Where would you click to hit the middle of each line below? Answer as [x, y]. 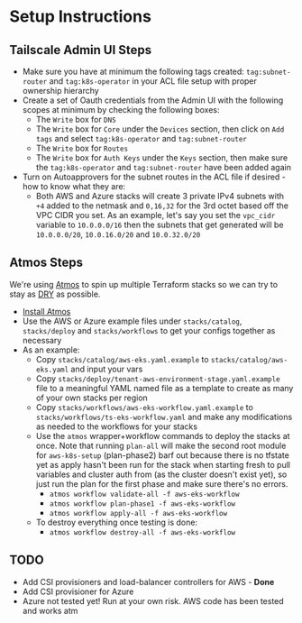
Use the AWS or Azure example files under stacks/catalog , [132, 321]
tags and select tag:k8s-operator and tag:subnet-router [142, 138]
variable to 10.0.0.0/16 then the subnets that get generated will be [160, 224]
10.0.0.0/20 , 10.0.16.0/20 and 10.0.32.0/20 [118, 234]
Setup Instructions [80, 17]
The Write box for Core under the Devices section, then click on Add [160, 129]
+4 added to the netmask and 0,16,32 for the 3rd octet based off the [162, 206]
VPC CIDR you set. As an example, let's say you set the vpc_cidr [156, 215]
